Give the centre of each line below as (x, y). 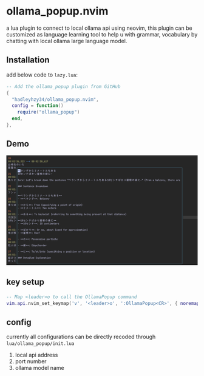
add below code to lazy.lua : (42, 75)
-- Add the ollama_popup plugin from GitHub (63, 86)
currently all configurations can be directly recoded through (81, 337)
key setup (25, 282)
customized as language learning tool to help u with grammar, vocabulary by (102, 34)
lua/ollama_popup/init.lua (40, 344)
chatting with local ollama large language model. (67, 41)
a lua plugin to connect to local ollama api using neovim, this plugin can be (99, 28)
